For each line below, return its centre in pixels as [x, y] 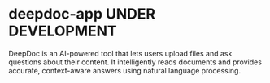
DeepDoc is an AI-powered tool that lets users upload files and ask [120, 53]
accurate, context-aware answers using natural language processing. [125, 70]
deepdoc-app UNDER [82, 14]
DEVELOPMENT [63, 31]
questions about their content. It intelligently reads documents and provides [135, 62]
